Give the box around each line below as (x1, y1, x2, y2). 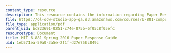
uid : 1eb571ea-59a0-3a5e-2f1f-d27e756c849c (5, 40, 99, 45)
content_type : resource (5, 7, 56, 13)
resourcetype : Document (5, 31, 56, 36)
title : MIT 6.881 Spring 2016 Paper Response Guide (5, 36, 117, 41)
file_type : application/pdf (5, 21, 65, 27)
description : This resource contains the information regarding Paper (5, 12, 158, 17)
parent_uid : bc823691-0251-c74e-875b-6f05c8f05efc (5, 26, 115, 31)
